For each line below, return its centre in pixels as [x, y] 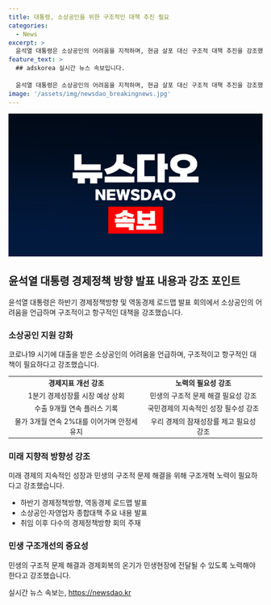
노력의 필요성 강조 [203, 383]
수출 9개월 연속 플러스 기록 [76, 409]
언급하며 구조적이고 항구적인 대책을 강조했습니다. [106, 312]
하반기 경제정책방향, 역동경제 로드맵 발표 [83, 503]
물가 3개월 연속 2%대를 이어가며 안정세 [77, 421]
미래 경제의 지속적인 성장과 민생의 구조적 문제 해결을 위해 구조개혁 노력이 [122, 476]
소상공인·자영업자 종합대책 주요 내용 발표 [83, 513]
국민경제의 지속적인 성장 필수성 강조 [203, 409]
